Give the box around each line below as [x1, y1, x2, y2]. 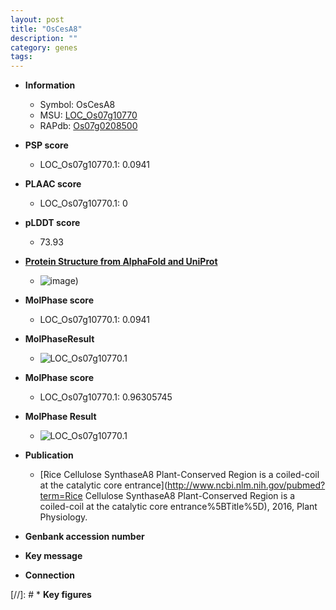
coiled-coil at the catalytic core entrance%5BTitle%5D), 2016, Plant [39, 501, 318, 513]
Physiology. [39, 511, 88, 523]
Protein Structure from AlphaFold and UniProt [24, 256, 218, 268]
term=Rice [39, 490, 83, 502]
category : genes [10, 42, 78, 53]
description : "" [10, 33, 78, 43]
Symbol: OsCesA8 [39, 99, 116, 111]
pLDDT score [24, 217, 81, 229]
